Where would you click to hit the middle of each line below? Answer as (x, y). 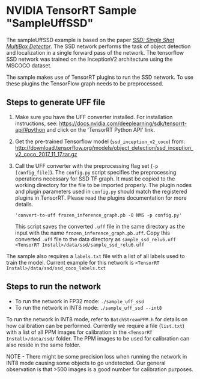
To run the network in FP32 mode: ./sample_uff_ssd (79, 301)
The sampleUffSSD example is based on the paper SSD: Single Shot (90, 40)
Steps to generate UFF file (56, 103)
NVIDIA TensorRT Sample (71, 11)
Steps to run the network (54, 287)
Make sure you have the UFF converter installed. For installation (94, 117)
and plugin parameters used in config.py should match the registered (101, 191)
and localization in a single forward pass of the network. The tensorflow (95, 52)
